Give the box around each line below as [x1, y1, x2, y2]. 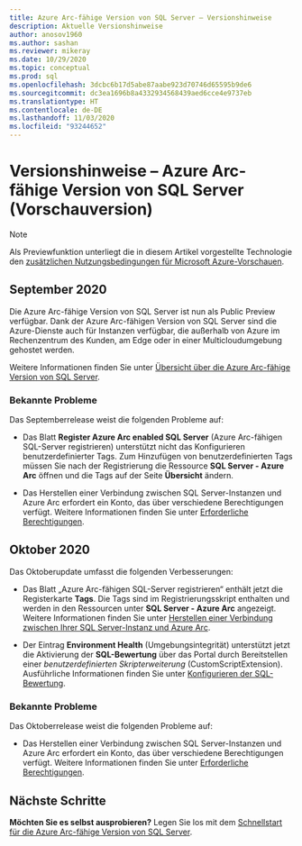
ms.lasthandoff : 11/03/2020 [9, 114, 115, 123]
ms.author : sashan [9, 38, 78, 48]
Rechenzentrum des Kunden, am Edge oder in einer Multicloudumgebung [9, 334, 282, 345]
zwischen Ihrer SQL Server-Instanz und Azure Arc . [22, 622, 211, 632]
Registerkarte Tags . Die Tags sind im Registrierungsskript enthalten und [22, 593, 290, 604]
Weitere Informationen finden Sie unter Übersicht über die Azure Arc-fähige [9, 361, 291, 372]
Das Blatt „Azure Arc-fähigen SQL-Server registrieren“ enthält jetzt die [22, 583, 284, 595]
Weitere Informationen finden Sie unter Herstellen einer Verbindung [22, 612, 273, 623]
